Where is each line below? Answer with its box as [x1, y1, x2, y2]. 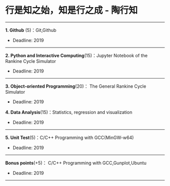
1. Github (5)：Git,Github [5, 27, 57, 33]
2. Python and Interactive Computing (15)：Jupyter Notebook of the [5, 52, 148, 58]
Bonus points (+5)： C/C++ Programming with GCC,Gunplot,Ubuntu [5, 160, 147, 166]
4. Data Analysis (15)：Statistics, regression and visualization [5, 109, 133, 115]
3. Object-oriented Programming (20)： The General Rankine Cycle [5, 83, 147, 89]
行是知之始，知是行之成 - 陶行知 [5, 5, 138, 16]
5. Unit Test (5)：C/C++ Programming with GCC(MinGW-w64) [5, 134, 134, 140]
